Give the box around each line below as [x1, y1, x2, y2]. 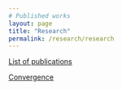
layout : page [8, 19, 53, 28]
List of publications [8, 57, 72, 66]
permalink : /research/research [8, 34, 115, 43]
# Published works [8, 11, 71, 20]
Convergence [8, 72, 54, 82]
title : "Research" [8, 27, 71, 35]
